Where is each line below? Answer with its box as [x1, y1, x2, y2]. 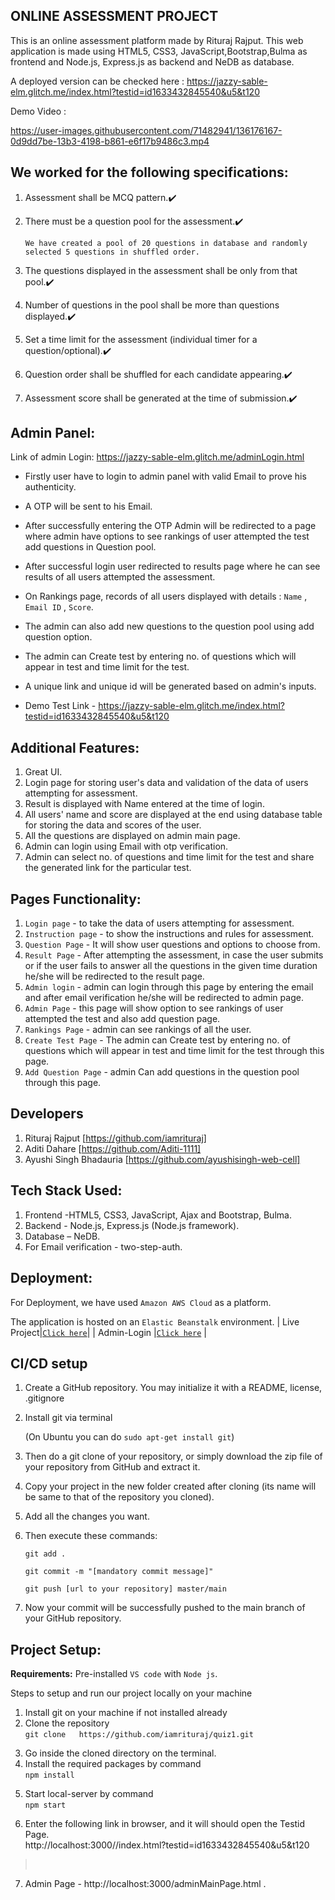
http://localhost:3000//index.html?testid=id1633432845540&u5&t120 [24, 1839, 310, 1851]
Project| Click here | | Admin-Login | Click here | [10, 1326, 207, 1338]
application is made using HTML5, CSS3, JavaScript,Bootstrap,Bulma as [10, 45, 308, 57]
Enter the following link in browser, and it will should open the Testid [24, 1818, 306, 1830]
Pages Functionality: [10, 890, 142, 908]
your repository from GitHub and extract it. [24, 1461, 201, 1473]
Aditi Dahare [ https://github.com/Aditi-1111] [24, 1142, 202, 1154]
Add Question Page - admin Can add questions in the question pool [24, 1066, 300, 1078]
